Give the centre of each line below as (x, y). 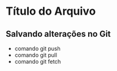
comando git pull (36, 55)
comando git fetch (38, 62)
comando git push (37, 48)
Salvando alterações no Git (58, 34)
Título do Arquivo (51, 11)
